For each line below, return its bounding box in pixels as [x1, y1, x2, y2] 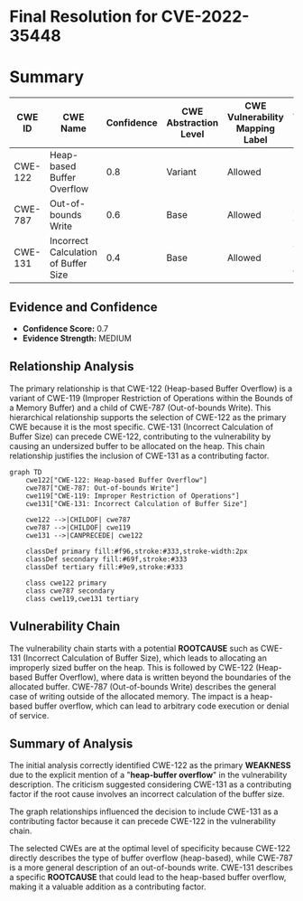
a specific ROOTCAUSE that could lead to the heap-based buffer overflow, [9, 872, 287, 883]
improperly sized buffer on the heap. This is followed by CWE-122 [9, 662, 254, 672]
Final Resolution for [9, 6, 158, 27]
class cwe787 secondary [25, 586, 115, 596]
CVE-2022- [161, 6, 250, 27]
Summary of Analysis [9, 736, 133, 751]
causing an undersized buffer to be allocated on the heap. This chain [9, 440, 266, 451]
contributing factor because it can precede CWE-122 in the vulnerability [9, 816, 277, 827]
